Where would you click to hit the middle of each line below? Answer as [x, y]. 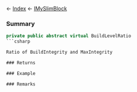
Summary [21, 24]
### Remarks [21, 84]
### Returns [21, 63]
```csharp [18, 42]
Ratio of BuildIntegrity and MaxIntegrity [59, 52]
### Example [21, 73]
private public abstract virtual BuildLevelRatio [69, 36]
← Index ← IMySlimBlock [36, 9]
